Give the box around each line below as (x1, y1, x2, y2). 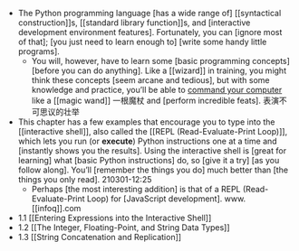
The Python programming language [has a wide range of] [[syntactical (17, 8, 282, 18)
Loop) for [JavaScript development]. (86, 193, 223, 204)
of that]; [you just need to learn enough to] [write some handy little (17, 36, 267, 47)
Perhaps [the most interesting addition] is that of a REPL (31, 184, 242, 194)
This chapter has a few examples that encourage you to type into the (17, 116, 275, 127)
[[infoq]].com (31, 203, 82, 213)
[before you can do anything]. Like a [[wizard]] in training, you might (31, 65, 287, 76)
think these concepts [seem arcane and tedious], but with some (31, 75, 270, 85)
